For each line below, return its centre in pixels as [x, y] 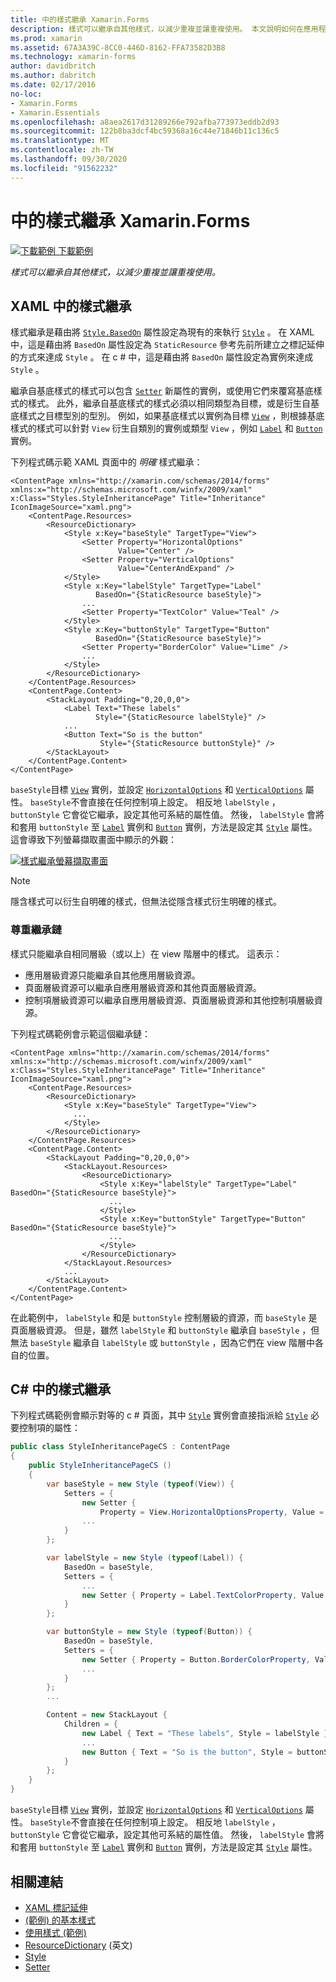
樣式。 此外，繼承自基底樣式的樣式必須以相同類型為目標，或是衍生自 [169, 403]
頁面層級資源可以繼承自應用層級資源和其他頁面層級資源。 [143, 987]
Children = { [90, 1724]
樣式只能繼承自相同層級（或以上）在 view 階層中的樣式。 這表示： [146, 953]
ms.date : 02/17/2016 [53, 85]
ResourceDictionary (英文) [78, 1945]
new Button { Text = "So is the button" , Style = [187, 1752]
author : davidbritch [53, 66]
